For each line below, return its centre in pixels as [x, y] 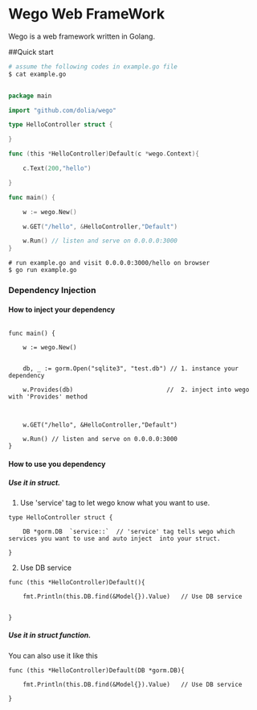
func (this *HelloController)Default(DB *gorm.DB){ [96, 670]
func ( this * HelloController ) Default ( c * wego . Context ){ [104, 154]
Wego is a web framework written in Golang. [82, 36]
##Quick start [31, 52]
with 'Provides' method [48, 397]
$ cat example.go [37, 74]
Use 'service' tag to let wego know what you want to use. [115, 502]
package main [30, 96]
